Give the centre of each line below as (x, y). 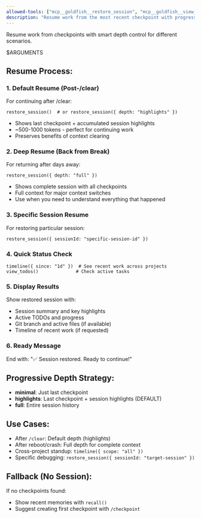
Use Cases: (28, 424)
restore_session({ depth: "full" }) (52, 175)
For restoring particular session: (45, 228)
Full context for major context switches (63, 193)
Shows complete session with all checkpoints (71, 187)
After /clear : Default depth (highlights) (63, 438)
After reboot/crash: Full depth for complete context (77, 445)
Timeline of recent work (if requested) (62, 331)
